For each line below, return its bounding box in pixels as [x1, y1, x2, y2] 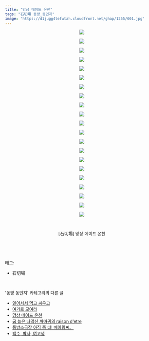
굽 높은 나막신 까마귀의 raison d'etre [12, 319, 82, 324]
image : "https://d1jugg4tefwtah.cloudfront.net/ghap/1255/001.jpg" [5, 16, 145, 21]
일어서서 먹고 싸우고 [12, 300, 50, 306]
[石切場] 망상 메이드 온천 [58, 231, 106, 237]
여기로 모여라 [12, 307, 37, 312]
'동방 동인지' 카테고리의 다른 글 [5, 290, 64, 296]
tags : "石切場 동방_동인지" [5, 12, 55, 17]
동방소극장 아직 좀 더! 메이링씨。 [12, 324, 74, 330]
